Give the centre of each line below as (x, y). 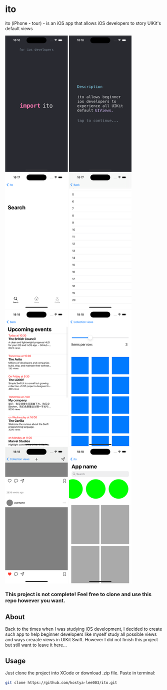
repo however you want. (35, 601)
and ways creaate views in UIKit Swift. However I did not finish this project (82, 640)
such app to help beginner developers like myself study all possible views (81, 634)
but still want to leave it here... (36, 645)
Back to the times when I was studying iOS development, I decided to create (84, 629)
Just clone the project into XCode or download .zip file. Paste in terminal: (80, 673)
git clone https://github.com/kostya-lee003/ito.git (61, 683)
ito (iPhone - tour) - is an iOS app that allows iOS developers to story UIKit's (83, 23)
